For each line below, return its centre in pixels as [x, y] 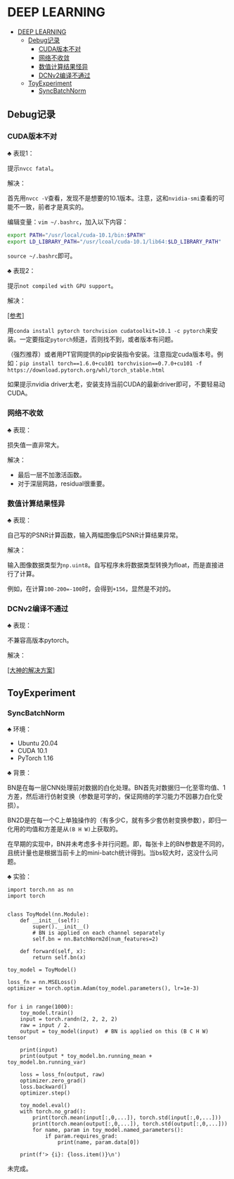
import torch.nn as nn [40, 890]
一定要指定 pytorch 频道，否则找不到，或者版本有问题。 [98, 339]
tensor [17, 1038]
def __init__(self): [50, 920]
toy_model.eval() [45, 1105]
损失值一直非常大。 [35, 445]
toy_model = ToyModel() [42, 970]
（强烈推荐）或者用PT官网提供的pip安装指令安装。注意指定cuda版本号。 [112, 354]
